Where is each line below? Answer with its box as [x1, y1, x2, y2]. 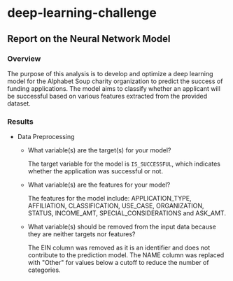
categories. [27, 266, 61, 274]
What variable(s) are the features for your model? [27, 180, 171, 189]
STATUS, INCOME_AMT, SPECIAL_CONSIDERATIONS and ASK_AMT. [27, 209, 226, 217]
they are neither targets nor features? [27, 230, 136, 238]
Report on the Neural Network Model [7, 33, 171, 45]
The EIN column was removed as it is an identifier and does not [27, 243, 211, 252]
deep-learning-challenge [7, 5, 157, 21]
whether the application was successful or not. [27, 167, 163, 175]
